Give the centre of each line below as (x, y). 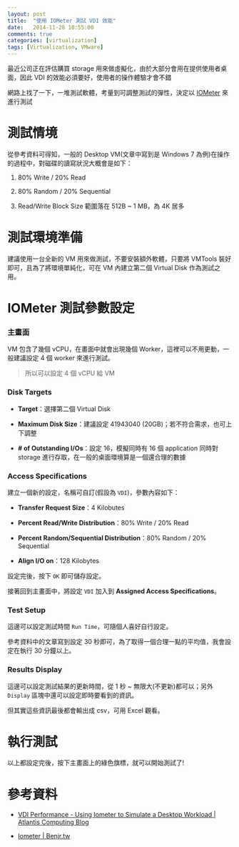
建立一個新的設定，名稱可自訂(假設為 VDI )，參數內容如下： (93, 492)
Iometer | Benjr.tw (44, 836)
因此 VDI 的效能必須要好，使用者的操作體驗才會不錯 (96, 77)
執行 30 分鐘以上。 (47, 650)
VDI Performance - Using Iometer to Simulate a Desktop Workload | (117, 815)
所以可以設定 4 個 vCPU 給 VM (70, 373)
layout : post (27, 14)
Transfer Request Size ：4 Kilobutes (71, 507)
